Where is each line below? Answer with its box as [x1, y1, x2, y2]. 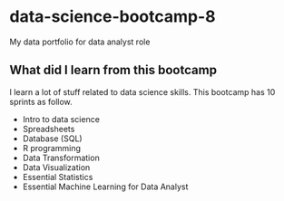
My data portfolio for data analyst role [9, 36, 151, 47]
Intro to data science [22, 113, 100, 124]
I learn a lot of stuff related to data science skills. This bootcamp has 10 [9, 86, 276, 97]
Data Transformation [22, 152, 100, 163]
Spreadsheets [22, 123, 75, 134]
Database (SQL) [22, 133, 83, 144]
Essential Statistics [22, 171, 93, 182]
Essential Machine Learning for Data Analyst [22, 181, 189, 192]
